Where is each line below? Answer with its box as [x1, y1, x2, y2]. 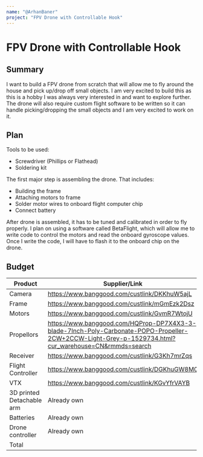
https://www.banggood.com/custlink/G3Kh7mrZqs [47, 351, 192, 360]
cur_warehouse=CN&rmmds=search [47, 342, 152, 350]
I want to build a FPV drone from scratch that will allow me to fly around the [6, 80, 194, 88]
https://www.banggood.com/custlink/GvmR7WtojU [47, 309, 193, 318]
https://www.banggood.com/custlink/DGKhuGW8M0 [47, 365, 198, 374]
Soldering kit [14, 164, 47, 171]
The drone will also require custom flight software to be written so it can [6, 100, 185, 107]
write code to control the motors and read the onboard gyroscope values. [6, 231, 189, 238]
